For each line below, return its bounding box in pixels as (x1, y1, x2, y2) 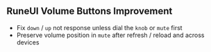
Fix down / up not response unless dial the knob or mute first (16, 23, 183, 31)
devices (16, 38, 40, 47)
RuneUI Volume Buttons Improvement (6, 5, 173, 17)
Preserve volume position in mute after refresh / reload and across (16, 31, 205, 39)
